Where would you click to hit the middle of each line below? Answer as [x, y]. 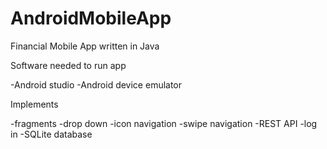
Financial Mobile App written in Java [85, 46]
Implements [34, 104]
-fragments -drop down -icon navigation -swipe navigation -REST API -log [164, 123]
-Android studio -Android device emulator [96, 84]
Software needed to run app [68, 65]
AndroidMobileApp [91, 18]
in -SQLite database [51, 134]
